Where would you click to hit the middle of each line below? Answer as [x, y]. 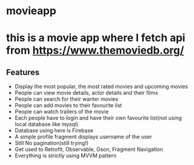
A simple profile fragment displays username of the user [83, 137]
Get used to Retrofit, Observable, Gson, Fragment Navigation [89, 150]
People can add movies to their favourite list [68, 105]
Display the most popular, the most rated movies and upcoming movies [101, 86]
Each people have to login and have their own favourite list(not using [98, 118]
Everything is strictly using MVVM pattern [66, 156]
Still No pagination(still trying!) [51, 143]
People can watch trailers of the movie [62, 112]
